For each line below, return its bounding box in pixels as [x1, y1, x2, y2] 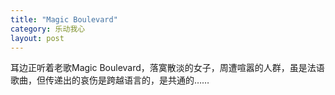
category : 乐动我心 [10, 24, 86, 34]
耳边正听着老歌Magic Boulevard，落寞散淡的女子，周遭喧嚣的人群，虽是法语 [10, 62, 325, 74]
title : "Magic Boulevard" [10, 14, 118, 25]
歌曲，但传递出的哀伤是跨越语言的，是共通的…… [10, 74, 210, 86]
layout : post [10, 33, 65, 43]
